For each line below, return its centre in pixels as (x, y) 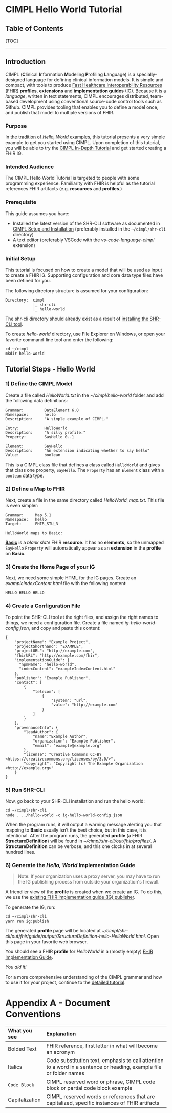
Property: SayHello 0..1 (40, 437)
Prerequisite (21, 202)
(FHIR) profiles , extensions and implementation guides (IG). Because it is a (86, 91)
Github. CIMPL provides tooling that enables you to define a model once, (82, 107)
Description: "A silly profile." (46, 432)
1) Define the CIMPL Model (39, 384)
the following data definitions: (37, 400)
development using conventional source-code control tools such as (91, 101)
